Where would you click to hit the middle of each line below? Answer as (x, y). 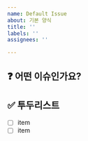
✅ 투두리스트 (34, 105)
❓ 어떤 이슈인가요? (44, 76)
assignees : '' (28, 40)
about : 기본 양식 (30, 20)
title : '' (22, 27)
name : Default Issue (37, 14)
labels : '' (23, 33)
